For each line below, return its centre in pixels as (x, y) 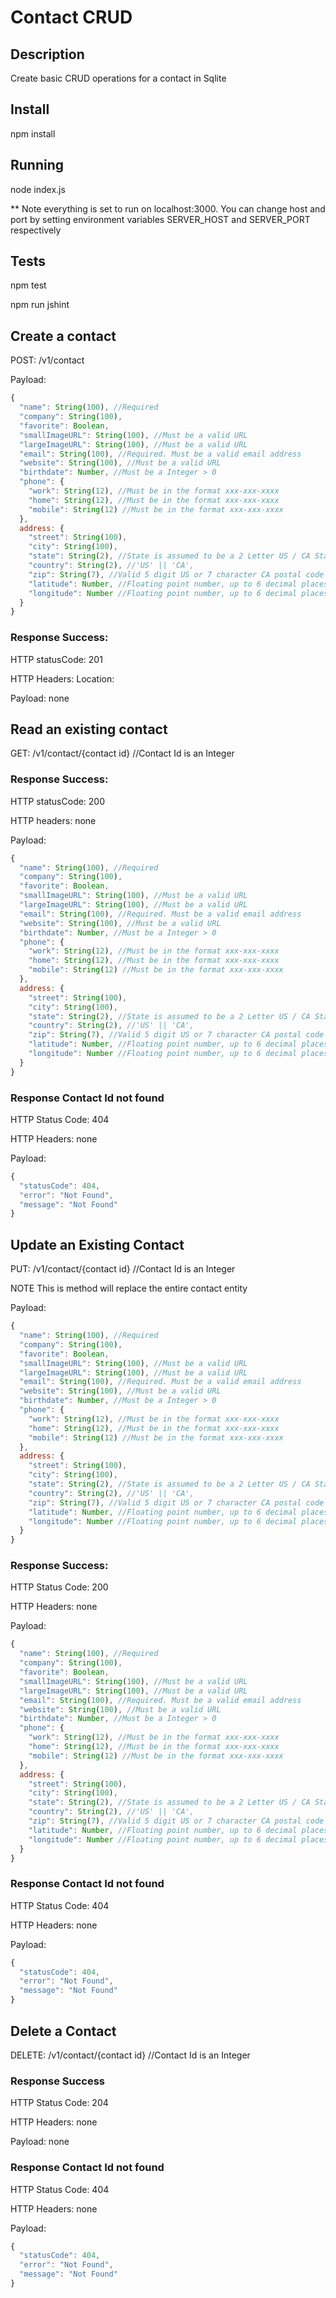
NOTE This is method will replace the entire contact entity (129, 1288)
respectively (36, 230)
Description (47, 54)
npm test (28, 285)
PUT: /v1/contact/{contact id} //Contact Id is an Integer (123, 1269)
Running (37, 165)
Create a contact (63, 336)
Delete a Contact (63, 2031)
